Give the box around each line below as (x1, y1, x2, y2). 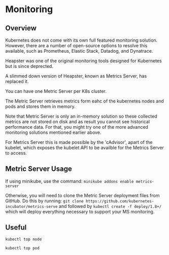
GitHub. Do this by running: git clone (5, 198, 84, 204)
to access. (5, 150, 27, 156)
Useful (5, 223, 27, 232)
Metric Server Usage (5, 165, 72, 173)
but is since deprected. (5, 63, 53, 69)
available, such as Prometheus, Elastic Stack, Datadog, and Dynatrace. (5, 48, 153, 54)
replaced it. (5, 79, 29, 84)
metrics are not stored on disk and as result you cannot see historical (5, 119, 150, 125)
